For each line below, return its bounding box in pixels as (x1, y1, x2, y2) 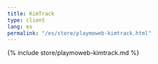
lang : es (7, 23, 33, 30)
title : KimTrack (7, 10, 55, 17)
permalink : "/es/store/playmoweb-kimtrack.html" (7, 29, 152, 37)
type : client (7, 17, 45, 24)
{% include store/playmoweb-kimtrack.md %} (7, 49, 140, 57)
